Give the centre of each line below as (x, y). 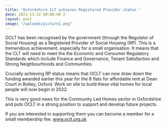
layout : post (19, 19)
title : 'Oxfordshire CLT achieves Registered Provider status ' (73, 10)
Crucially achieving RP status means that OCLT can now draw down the (79, 74)
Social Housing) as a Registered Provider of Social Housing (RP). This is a (80, 43)
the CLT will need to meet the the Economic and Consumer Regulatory (77, 54)
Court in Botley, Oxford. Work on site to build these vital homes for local (79, 84)
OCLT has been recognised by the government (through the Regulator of (80, 38)
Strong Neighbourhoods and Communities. (49, 64)
